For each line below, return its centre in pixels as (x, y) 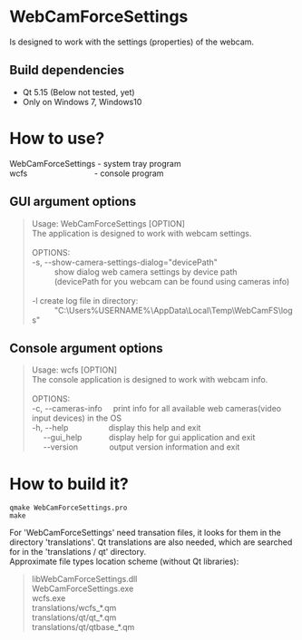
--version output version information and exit (141, 447)
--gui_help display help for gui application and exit (149, 438)
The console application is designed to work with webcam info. (150, 380)
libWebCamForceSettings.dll (84, 579)
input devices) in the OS (77, 418)
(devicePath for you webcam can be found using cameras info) (172, 281)
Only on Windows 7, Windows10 (82, 102)
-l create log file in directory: (85, 300)
